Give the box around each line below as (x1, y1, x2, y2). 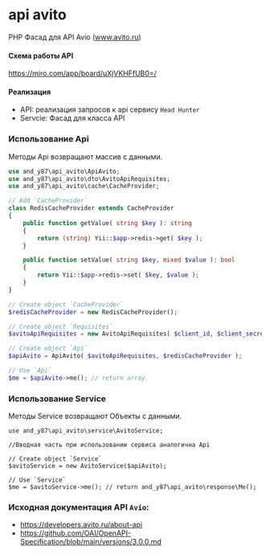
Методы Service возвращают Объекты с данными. (8, 412, 182, 421)
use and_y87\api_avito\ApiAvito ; (8, 167, 121, 175)
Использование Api (8, 133, 90, 145)
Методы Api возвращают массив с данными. (8, 151, 163, 162)
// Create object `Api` (8, 344, 88, 353)
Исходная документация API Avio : (8, 501, 150, 512)
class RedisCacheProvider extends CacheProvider (8, 204, 174, 212)
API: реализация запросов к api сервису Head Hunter (19, 105, 201, 114)
